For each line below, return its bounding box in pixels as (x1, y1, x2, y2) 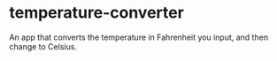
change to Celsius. (9, 41, 78, 51)
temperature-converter (9, 3, 184, 23)
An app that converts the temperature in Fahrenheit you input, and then (9, 32, 268, 42)
